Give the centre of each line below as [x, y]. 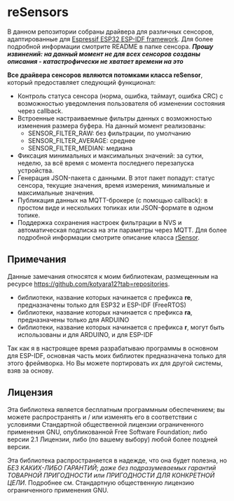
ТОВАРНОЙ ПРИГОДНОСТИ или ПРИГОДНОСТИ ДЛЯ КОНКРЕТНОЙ [111, 475]
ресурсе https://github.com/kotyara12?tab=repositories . [89, 284]
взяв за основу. [30, 370]
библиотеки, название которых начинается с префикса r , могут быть [121, 327]
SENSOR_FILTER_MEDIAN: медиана [80, 148]
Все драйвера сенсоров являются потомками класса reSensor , [105, 75]
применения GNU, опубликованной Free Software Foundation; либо [108, 432]
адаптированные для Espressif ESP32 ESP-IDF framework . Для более [110, 39]
